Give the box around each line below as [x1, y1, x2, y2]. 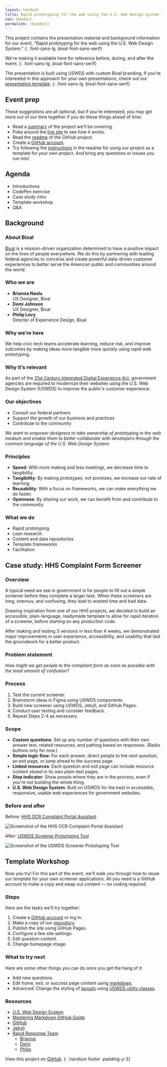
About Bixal [5, 234, 34, 241]
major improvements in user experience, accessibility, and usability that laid [5, 633, 160, 640]
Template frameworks [12, 541, 58, 547]
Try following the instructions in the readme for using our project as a [12, 145, 155, 151]
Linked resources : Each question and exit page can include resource [12, 763, 154, 769]
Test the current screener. [12, 692, 66, 698]
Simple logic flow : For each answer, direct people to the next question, [12, 753, 158, 759]
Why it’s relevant [5, 364, 47, 371]
